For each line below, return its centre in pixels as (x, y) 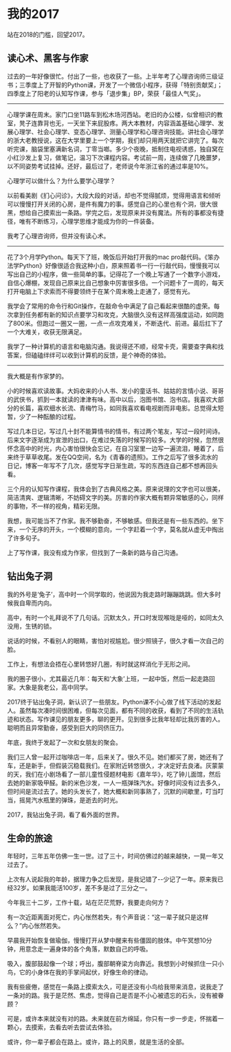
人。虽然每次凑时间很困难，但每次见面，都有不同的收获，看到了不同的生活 (112, 711)
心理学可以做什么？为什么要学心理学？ (61, 180)
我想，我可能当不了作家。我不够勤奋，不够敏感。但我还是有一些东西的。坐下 (115, 520)
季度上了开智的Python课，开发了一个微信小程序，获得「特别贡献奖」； (124, 85)
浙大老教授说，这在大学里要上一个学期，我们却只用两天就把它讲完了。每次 (118, 140)
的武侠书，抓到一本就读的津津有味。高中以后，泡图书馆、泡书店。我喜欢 (109, 399)
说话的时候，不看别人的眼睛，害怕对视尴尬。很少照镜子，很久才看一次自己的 (115, 640)
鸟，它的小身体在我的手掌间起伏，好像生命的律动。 (79, 972)
